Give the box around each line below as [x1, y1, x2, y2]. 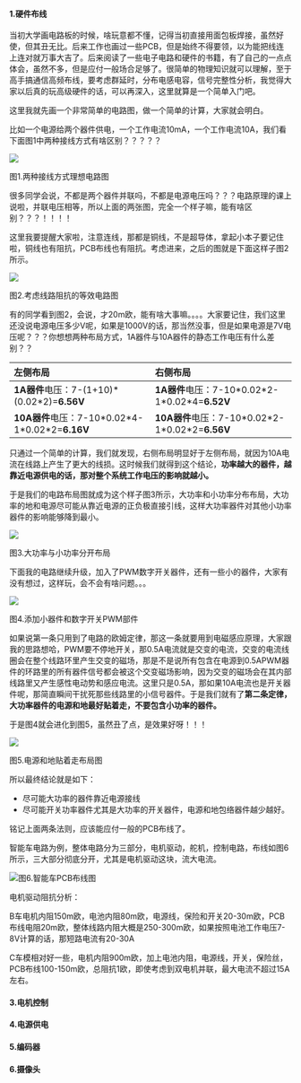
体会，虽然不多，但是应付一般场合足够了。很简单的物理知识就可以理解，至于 [9, 64, 292, 74]
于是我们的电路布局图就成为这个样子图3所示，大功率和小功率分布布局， [9, 489, 273, 500]
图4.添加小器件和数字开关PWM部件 [9, 614, 139, 624]
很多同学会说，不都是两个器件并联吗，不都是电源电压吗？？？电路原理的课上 [9, 190, 292, 201]
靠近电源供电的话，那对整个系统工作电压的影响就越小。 [9, 470, 213, 481]
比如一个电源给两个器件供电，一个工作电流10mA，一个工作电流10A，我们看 [9, 124, 287, 135]
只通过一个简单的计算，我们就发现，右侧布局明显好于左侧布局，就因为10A [9, 448, 282, 459]
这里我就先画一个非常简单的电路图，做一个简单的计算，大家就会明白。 [9, 105, 269, 116]
